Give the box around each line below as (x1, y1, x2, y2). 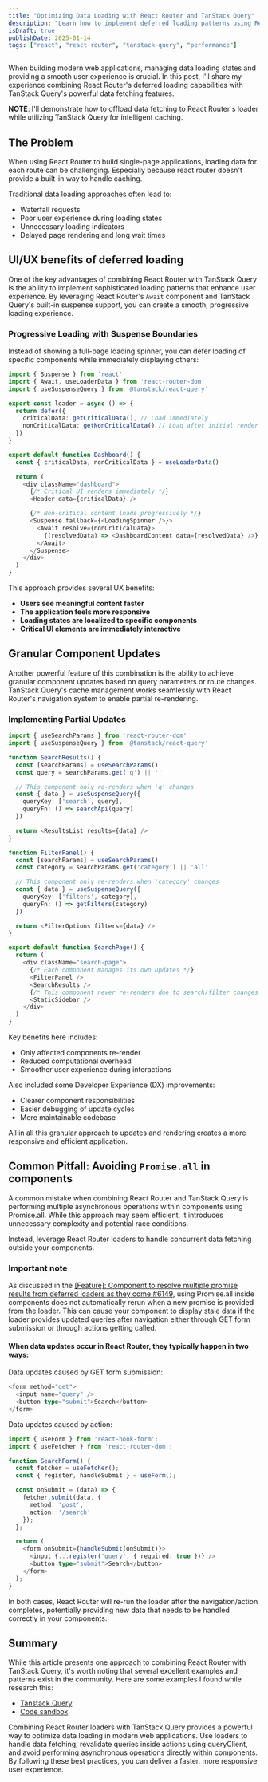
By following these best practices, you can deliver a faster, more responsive (8, 1756, 258, 1766)
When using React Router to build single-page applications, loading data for (8, 156, 258, 166)
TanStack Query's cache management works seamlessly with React (8, 685, 231, 695)
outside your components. (8, 1242, 95, 1252)
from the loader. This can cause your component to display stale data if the (8, 1306, 255, 1316)
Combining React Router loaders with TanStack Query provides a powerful (8, 1722, 253, 1732)
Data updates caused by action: (8, 1419, 113, 1429)
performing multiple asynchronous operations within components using (8, 1201, 243, 1211)
